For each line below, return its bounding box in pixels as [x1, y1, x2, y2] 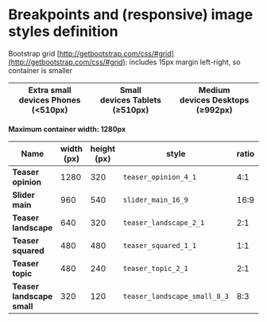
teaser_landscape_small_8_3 [122, 292, 229, 301]
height [90, 143, 115, 154]
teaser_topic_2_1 [122, 264, 188, 273]
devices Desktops [180, 94, 250, 105]
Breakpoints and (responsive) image [8, 6, 253, 24]
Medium [198, 84, 230, 95]
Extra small [28, 84, 72, 95]
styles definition [8, 22, 118, 41]
